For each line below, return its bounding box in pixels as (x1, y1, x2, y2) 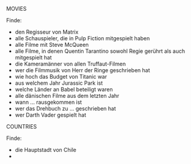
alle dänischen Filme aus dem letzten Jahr (14, 93, 120, 99)
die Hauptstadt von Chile (14, 147, 77, 153)
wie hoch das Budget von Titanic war (14, 73, 107, 80)
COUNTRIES (6, 123, 37, 130)
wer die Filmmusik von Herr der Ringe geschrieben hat (14, 67, 150, 74)
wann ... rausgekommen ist (14, 99, 82, 106)
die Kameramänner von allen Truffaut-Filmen (14, 60, 126, 67)
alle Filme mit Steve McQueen (14, 41, 89, 48)
